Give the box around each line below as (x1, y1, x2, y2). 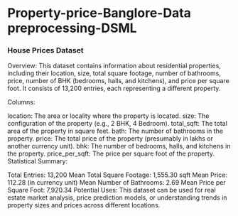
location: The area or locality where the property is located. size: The (7, 112, 210, 120)
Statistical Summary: (7, 157, 68, 166)
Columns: (7, 98, 36, 107)
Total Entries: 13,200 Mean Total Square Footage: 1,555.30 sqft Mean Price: (7, 171, 227, 179)
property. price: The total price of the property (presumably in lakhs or (7, 134, 214, 143)
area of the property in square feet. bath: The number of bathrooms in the (7, 126, 224, 136)
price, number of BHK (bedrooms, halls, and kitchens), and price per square (7, 77, 229, 85)
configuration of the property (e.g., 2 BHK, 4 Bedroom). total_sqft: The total (7, 119, 227, 128)
